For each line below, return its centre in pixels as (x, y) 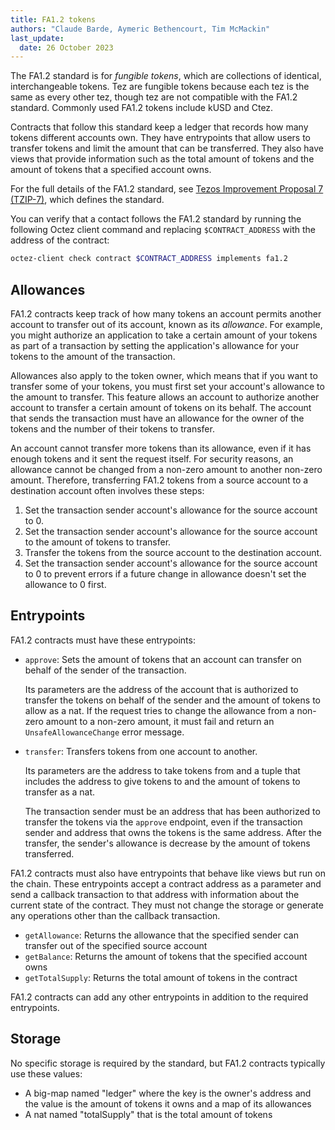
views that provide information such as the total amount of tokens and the (162, 159)
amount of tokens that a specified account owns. (111, 170)
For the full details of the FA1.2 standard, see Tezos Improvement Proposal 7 (167, 189)
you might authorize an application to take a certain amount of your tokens (164, 335)
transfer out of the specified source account (116, 945)
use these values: (46, 1073)
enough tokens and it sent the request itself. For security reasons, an (152, 458)
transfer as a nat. (60, 792)
